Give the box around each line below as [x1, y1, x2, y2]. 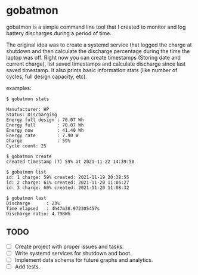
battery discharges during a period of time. [6, 29, 112, 36]
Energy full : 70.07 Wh [6, 122, 84, 128]
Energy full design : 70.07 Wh [6, 117, 84, 123]
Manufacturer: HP [6, 106, 49, 112]
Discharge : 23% [6, 200, 60, 206]
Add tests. [14, 263, 41, 270]
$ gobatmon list [6, 169, 47, 175]
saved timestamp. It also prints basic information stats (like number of [6, 66, 178, 73]
